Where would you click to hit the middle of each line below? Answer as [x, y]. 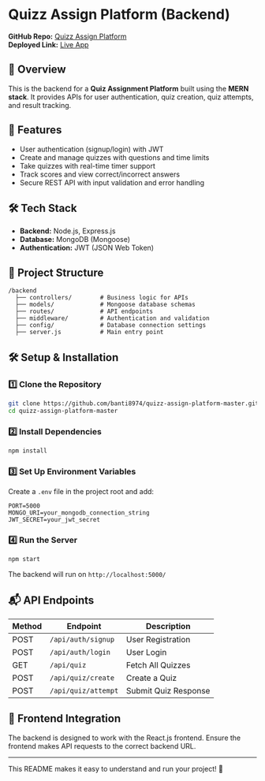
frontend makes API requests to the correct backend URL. [102, 746]
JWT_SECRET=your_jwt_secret [54, 520]
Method [27, 627]
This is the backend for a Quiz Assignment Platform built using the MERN [129, 88]
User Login [146, 653]
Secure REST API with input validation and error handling [112, 182]
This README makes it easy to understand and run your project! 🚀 [116, 768]
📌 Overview [37, 70]
